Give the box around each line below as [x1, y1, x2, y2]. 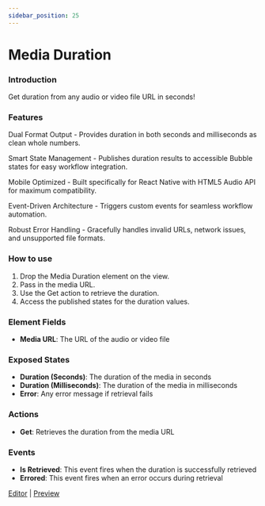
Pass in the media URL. [19, 279, 96, 289]
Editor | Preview [8, 489, 60, 498]
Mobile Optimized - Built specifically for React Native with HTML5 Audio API [8, 178, 256, 187]
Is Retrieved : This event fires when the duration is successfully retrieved [19, 465, 257, 474]
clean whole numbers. [8, 138, 81, 148]
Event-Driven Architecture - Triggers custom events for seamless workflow [8, 201, 253, 211]
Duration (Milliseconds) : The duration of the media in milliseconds [19, 381, 238, 390]
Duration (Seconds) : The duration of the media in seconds [19, 372, 212, 381]
